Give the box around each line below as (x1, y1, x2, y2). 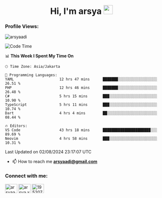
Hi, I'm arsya (50, 6, 102, 17)
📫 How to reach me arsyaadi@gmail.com (12, 159, 97, 165)
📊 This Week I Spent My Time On (5, 53, 74, 59)
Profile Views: (5, 23, 39, 30)
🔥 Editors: (5, 123, 28, 128)
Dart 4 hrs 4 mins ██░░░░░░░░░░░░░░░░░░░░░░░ (5, 111, 158, 116)
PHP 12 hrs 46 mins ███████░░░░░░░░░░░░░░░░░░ (5, 85, 158, 91)
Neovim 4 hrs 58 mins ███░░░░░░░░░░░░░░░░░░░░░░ (5, 136, 158, 141)
